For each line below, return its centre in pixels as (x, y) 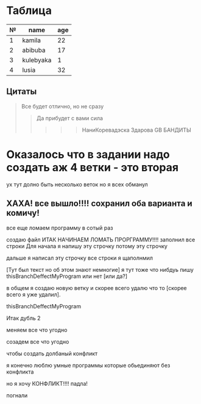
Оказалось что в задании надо (88, 154)
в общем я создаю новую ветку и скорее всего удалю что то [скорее (97, 288)
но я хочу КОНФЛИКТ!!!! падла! (47, 383)
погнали (17, 395)
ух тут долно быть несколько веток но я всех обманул (77, 184)
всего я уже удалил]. (33, 294)
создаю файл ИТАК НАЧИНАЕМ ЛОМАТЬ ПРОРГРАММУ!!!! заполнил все (101, 239)
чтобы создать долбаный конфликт (52, 353)
